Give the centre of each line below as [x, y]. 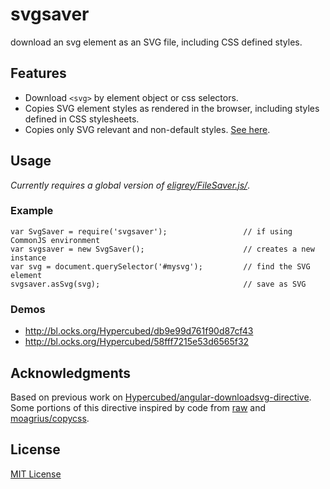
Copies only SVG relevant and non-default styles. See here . [147, 129]
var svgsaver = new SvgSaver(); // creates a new [162, 249]
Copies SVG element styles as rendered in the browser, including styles [172, 108]
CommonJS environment [55, 240]
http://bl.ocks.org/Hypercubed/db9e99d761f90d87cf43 [139, 331]
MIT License [36, 474]
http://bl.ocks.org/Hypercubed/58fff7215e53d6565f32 [137, 342]
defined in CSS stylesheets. [82, 119]
